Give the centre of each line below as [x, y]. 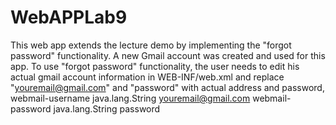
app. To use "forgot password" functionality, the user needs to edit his [155, 66]
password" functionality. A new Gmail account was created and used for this [168, 55]
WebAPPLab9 [69, 17]
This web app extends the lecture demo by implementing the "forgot [151, 45]
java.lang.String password [107, 108]
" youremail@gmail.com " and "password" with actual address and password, [167, 87]
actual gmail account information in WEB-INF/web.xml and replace [147, 77]
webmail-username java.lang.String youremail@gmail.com [130, 98]
